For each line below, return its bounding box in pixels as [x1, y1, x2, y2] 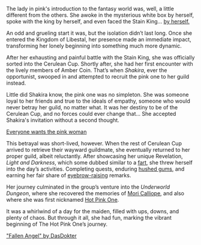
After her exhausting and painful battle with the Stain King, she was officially [6, 54, 195, 61]
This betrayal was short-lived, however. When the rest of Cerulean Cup [6, 140, 182, 147]
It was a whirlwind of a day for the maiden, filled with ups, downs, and [6, 208, 179, 215]
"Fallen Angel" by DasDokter [6, 232, 77, 239]
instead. [6, 79, 26, 86]
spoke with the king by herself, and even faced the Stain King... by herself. [6, 18, 190, 25]
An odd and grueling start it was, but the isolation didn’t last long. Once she [6, 29, 193, 37]
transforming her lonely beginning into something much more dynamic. [6, 42, 182, 49]
